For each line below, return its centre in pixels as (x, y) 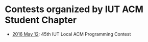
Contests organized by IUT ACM (74, 9)
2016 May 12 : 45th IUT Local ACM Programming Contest (71, 34)
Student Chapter (41, 20)
